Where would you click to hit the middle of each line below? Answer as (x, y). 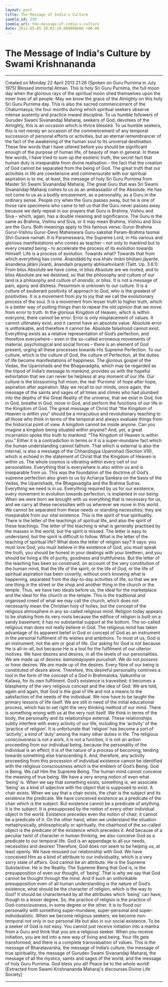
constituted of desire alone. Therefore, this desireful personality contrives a (83, 670)
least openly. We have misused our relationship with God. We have (74, 852)
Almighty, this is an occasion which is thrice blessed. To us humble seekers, (83, 126)
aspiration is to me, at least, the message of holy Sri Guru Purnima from (79, 179)
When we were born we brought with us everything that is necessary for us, (83, 499)
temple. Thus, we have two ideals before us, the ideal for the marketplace (81, 590)
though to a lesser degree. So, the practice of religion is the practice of (78, 900)
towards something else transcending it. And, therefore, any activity (75, 756)
